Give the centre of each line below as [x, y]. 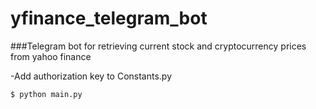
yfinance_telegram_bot [109, 18]
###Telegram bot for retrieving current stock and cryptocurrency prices [158, 46]
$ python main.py [46, 94]
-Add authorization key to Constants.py [91, 76]
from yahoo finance [51, 56]
